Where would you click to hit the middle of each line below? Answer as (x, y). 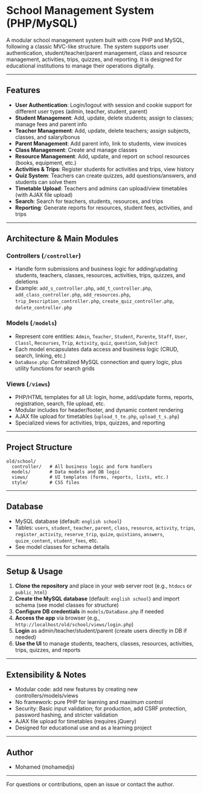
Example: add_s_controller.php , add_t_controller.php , (84, 288)
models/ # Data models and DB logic (66, 472)
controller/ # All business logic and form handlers (82, 466)
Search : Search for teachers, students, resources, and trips (89, 201)
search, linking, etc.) (40, 355)
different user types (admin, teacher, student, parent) (81, 111)
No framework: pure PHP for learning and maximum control (89, 702)
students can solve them (46, 182)
